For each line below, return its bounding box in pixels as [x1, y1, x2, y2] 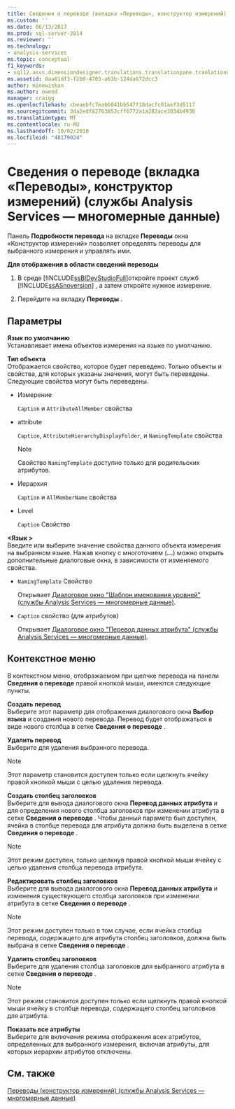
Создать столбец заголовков [7, 791, 97, 800]
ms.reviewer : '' [7, 36, 55, 43]
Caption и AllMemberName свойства [17, 493, 117, 501]
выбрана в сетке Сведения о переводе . [7, 941, 129, 949]
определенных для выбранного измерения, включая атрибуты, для [7, 1040, 210, 1048]
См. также [7, 1068, 56, 1080]
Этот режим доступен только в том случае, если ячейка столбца [7, 926, 202, 935]
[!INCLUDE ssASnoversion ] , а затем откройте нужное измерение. [17, 281, 212, 290]
